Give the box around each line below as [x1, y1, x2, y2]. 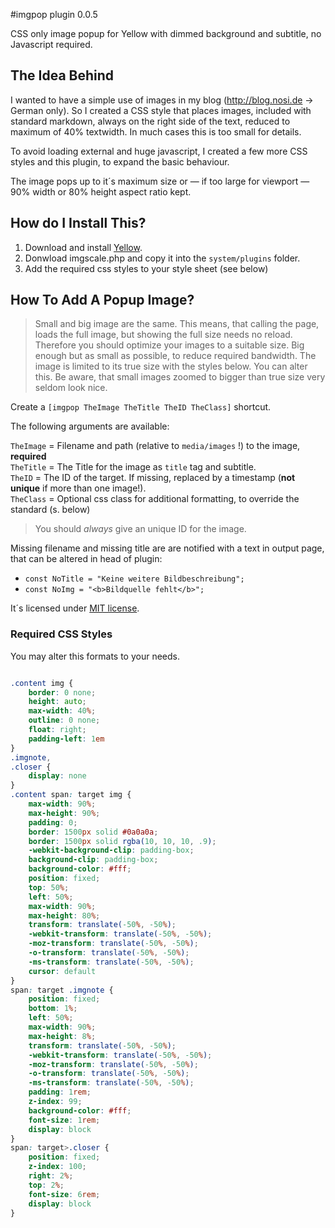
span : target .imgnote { [10, 985, 114, 995]
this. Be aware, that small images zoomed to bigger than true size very [34, 371, 326, 383]
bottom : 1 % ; [28, 1004, 78, 1014]
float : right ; [28, 725, 87, 735]
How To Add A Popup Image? [10, 292, 195, 309]
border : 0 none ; [28, 687, 97, 698]
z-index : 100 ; [28, 1162, 87, 1172]
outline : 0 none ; [28, 715, 101, 726]
